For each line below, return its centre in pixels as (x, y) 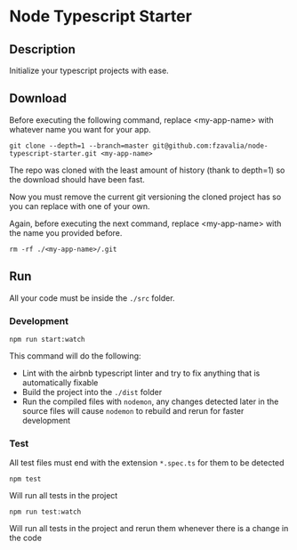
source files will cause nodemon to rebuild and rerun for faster (133, 410)
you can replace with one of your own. (80, 206)
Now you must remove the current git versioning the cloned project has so (145, 197)
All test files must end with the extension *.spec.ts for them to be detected (147, 463)
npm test (25, 479)
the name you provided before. (66, 232)
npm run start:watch (48, 339)
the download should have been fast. (77, 179)
